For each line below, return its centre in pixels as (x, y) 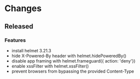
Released (19, 26)
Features (15, 40)
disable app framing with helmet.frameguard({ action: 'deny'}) (73, 61)
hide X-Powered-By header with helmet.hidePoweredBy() (69, 56)
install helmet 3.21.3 (31, 50)
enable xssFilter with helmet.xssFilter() (50, 66)
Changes (23, 8)
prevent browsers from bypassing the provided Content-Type (73, 71)
